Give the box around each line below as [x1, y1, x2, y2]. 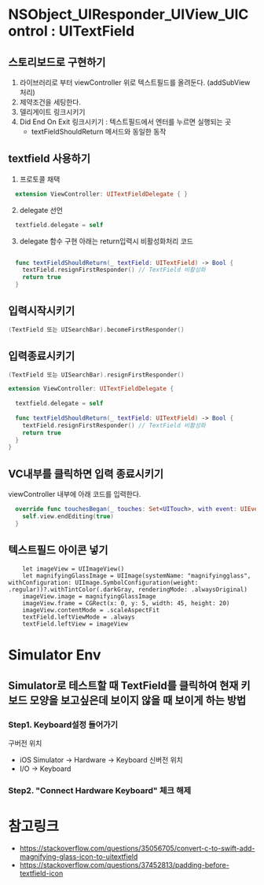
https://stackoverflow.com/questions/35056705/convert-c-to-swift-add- [19, 843, 255, 854]
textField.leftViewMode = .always [22, 613, 135, 621]
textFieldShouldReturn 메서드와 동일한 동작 [31, 127, 167, 136]
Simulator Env [8, 646, 101, 663]
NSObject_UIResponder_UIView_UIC [8, 6, 249, 24]
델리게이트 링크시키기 [19, 108, 86, 116]
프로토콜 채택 [19, 174, 60, 184]
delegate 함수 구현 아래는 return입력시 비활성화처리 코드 [19, 236, 194, 245]
